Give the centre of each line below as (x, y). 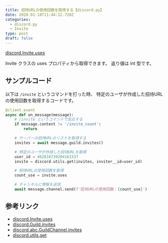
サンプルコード (29, 81)
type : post (17, 34)
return (31, 129)
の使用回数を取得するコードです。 (41, 100)
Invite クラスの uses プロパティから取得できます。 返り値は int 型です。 (80, 63)
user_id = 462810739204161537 (47, 157)
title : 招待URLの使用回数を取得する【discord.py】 (55, 10)
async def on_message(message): (39, 115)
